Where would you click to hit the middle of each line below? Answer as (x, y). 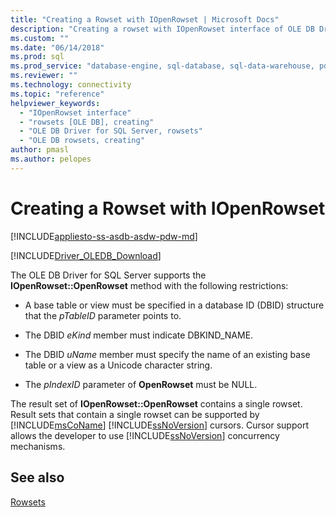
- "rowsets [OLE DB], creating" (87, 122)
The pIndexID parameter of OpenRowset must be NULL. (141, 384)
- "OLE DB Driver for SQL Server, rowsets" (111, 131)
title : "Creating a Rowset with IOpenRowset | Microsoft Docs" (145, 19)
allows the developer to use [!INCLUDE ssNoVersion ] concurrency (145, 435)
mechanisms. (38, 446)
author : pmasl (40, 150)
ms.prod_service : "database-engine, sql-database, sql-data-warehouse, (162, 66)
